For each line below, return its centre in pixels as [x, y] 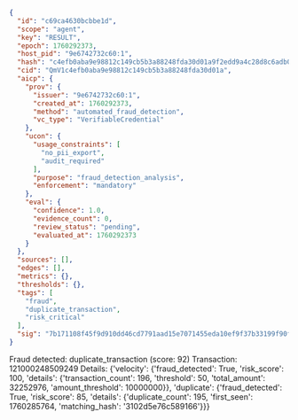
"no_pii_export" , [73, 152]
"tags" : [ [35, 292]
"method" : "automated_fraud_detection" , [108, 112]
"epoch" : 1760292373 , [57, 46]
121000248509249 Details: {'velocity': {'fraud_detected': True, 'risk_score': [146, 369]
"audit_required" [73, 161]
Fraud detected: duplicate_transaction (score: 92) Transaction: [123, 359]
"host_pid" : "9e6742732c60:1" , [75, 54]
